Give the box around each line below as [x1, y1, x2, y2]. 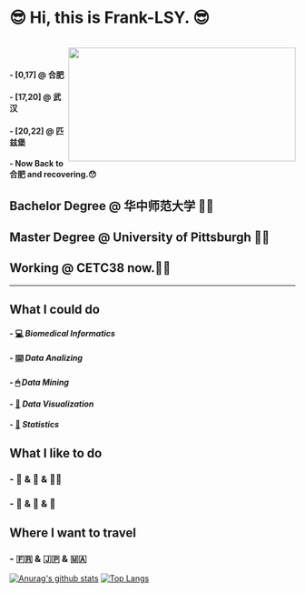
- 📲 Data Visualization [9, 398, 94, 409]
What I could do [9, 302, 100, 317]
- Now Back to [9, 158, 64, 169]
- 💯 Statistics [9, 419, 60, 430]
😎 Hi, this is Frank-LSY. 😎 [9, 7, 211, 28]
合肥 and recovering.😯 [9, 169, 97, 180]
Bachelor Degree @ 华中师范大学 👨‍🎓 [9, 198, 214, 214]
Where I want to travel [9, 525, 137, 540]
